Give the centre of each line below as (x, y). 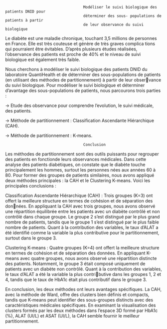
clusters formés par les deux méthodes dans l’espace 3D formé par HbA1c (82, 310)
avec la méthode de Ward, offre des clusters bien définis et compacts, (77, 294)
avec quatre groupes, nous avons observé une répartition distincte (88, 258)
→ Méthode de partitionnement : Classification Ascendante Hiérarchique (80, 120)
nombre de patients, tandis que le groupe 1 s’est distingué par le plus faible (82, 222)
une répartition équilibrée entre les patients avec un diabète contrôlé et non (83, 211)
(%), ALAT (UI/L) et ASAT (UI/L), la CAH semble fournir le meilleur (72, 316)
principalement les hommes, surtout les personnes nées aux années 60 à (81, 170)
